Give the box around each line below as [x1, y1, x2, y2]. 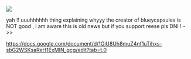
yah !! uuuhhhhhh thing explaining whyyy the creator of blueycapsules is [6, 16, 181, 23]
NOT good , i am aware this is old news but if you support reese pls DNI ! [6, 23, 182, 29]
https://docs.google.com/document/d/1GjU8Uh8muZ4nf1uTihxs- [6, 40, 162, 47]
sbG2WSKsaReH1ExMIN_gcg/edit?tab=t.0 [6, 47, 107, 53]
